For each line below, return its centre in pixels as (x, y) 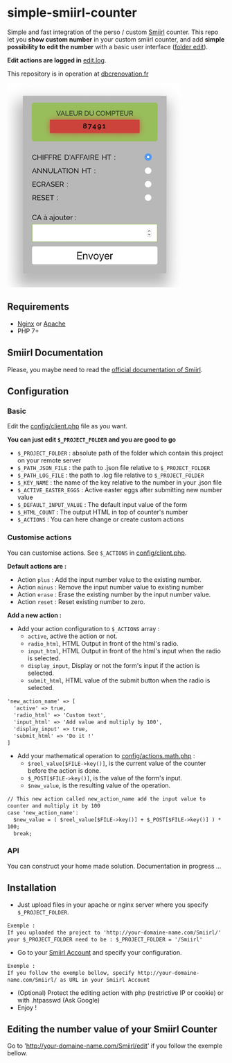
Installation (32, 888)
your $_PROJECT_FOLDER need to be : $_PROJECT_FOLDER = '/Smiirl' (105, 939)
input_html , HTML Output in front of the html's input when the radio (124, 651)
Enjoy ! (27, 1007)
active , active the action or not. (72, 636)
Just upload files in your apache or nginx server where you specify (113, 905)
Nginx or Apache (41, 324)
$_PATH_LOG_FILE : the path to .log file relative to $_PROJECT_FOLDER (110, 475)
